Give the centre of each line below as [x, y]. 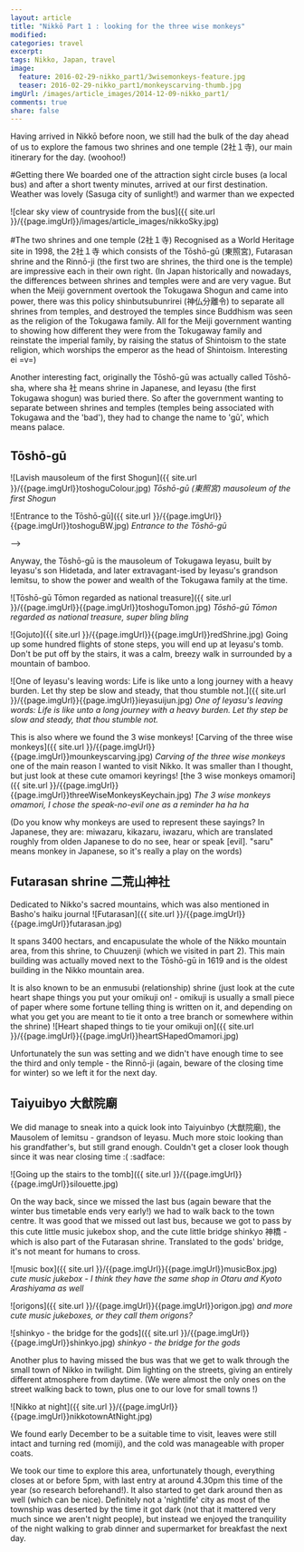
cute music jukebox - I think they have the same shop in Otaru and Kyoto [147, 1278]
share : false [35, 111]
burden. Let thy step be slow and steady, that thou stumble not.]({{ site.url [148, 691]
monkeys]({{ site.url [47, 747]
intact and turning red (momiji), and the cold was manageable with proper [147, 1443]
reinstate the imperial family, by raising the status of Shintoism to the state [148, 340]
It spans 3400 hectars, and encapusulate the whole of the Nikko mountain [149, 941]
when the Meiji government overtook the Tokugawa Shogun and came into [149, 290]
